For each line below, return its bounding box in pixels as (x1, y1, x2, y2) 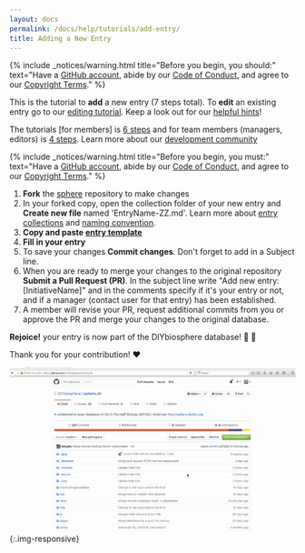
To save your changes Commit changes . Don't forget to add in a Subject (22, 246, 295, 257)
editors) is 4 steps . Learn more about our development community (9, 134, 258, 145)
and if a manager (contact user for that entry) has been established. (22, 295, 277, 306)
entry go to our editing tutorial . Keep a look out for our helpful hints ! (9, 106, 262, 117)
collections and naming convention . (22, 217, 156, 228)
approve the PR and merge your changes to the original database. (22, 314, 270, 325)
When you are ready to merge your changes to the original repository (22, 266, 282, 276)
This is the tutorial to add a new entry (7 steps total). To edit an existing (9, 96, 277, 108)
